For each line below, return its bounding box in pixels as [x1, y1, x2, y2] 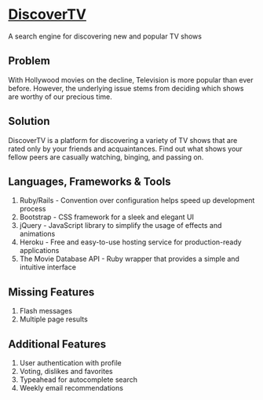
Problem [8, 54, 51, 68]
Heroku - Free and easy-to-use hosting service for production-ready [19, 237, 242, 247]
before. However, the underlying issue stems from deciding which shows [8, 83, 244, 93]
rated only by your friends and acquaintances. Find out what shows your [8, 144, 243, 153]
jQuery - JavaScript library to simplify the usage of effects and [19, 221, 222, 230]
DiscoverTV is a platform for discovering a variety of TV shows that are [8, 135, 238, 145]
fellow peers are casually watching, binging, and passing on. [8, 152, 204, 162]
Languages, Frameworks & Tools [8, 174, 171, 188]
